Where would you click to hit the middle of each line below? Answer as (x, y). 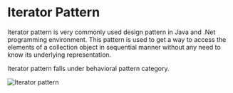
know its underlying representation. (59, 55)
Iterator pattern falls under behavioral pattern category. (88, 68)
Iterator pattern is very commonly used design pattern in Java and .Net (112, 32)
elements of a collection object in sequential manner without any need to (114, 47)
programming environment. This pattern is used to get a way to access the (117, 39)
